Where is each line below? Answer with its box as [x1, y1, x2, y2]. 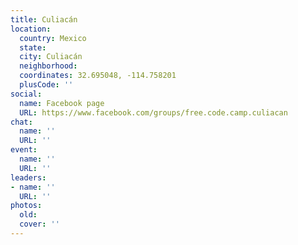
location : [10, 24, 52, 34]
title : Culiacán [10, 14, 78, 25]
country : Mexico [19, 33, 87, 43]
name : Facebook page [19, 98, 105, 108]
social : [10, 89, 43, 99]
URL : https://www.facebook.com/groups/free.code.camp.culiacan [19, 107, 288, 118]
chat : [10, 117, 33, 127]
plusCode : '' [19, 80, 74, 90]
